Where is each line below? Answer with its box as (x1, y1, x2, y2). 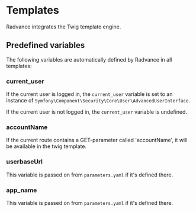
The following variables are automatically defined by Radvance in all (6, 56, 172, 63)
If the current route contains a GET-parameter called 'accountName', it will (6, 137, 188, 144)
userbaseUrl (6, 158, 43, 166)
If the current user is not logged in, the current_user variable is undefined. (6, 108, 188, 115)
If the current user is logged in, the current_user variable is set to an (6, 91, 173, 98)
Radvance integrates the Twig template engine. (6, 23, 121, 30)
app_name (6, 186, 37, 194)
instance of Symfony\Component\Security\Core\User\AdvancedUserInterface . (6, 97, 191, 104)
